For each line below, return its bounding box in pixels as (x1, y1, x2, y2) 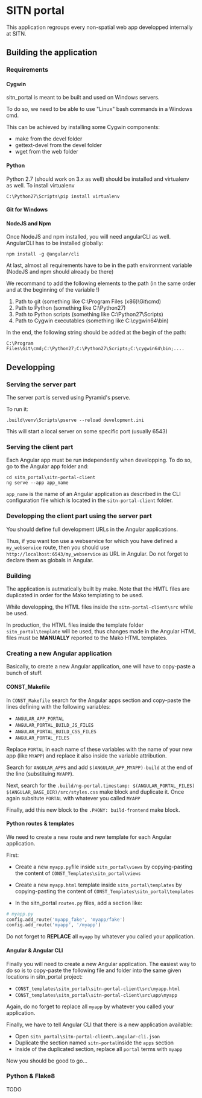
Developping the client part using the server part (6, 512, 152, 520)
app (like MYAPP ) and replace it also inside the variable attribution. (6, 751, 167, 759)
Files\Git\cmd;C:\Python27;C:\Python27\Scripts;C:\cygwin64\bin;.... (6, 346, 185, 352)
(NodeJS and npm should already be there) (6, 268, 114, 275)
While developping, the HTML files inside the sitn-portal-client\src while (6, 603, 193, 610)
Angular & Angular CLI (6, 947, 63, 954)
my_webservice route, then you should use (6, 544, 110, 551)
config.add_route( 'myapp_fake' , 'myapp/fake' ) (6, 917, 125, 923)
